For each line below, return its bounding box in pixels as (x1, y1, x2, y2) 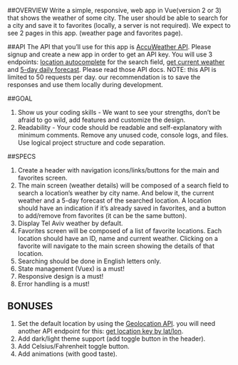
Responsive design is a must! (17, 272, 104, 280)
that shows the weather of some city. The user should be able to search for (7, 14, 228, 22)
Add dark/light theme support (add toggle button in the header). (17, 334, 206, 343)
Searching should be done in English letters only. (17, 257, 162, 265)
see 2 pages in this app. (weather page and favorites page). (7, 29, 183, 37)
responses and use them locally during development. (7, 81, 164, 88)
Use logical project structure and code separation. (17, 138, 166, 147)
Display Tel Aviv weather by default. (17, 219, 123, 227)
